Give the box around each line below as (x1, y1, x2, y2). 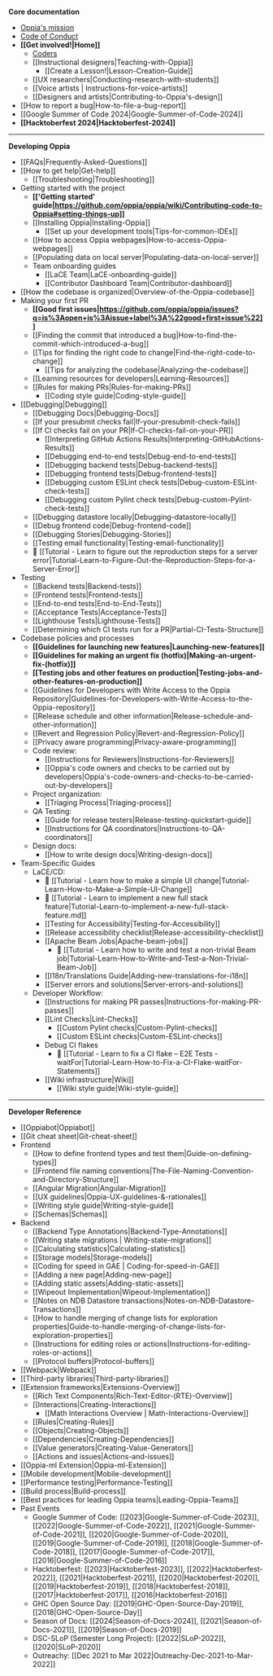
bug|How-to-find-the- (162, 330, 237, 340)
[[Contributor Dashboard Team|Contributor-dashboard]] (44, 279, 232, 288)
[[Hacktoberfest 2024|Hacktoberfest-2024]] (19, 118, 176, 127)
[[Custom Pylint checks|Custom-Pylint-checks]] (56, 1023, 218, 1032)
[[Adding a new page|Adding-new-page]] (32, 1270, 172, 1279)
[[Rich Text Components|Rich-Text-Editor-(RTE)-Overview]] (32, 1391, 233, 1401)
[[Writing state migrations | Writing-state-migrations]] (32, 1235, 211, 1245)
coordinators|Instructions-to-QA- (115, 824, 226, 834)
